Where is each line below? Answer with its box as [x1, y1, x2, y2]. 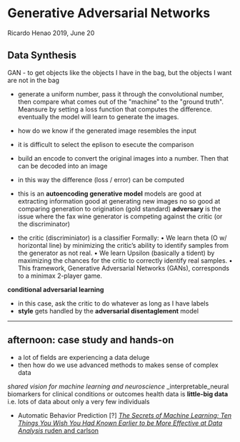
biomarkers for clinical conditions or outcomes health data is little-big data [7, 389, 229, 398]
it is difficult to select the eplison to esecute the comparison [17, 140, 194, 149]
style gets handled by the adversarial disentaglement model [17, 306, 199, 315]
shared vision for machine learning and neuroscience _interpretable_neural [7, 382, 229, 391]
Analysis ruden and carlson [17, 426, 99, 435]
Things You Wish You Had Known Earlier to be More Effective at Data [17, 418, 223, 427]
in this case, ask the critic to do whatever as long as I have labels [17, 298, 209, 308]
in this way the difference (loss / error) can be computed [17, 175, 184, 184]
